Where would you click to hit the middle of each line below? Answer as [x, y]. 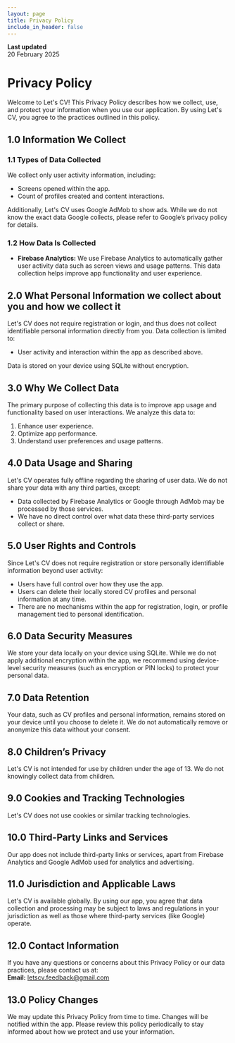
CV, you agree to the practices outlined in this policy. [84, 118]
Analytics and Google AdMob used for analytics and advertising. [101, 862]
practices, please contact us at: [53, 970]
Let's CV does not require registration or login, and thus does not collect [112, 323]
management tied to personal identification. [81, 614]
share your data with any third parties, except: [74, 488]
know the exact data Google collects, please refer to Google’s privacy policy [118, 217]
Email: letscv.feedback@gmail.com [58, 977]
